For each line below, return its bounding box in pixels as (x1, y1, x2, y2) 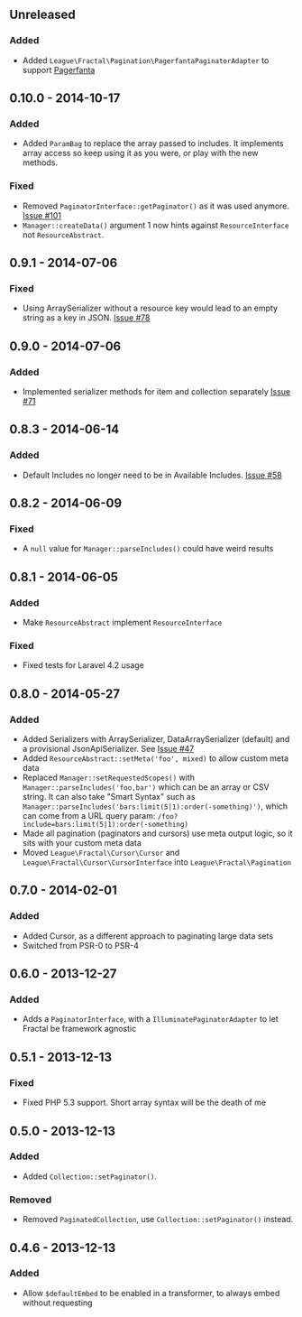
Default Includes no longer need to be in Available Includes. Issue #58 (22, 469, 282, 480)
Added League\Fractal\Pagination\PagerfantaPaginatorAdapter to (22, 54, 270, 66)
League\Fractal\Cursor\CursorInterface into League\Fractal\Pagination (22, 857, 292, 867)
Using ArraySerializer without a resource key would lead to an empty (22, 302, 278, 314)
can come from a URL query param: (22, 811, 156, 821)
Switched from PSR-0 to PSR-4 (22, 940, 140, 951)
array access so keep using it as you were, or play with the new (22, 148, 259, 159)
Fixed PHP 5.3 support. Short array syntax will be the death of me (22, 1097, 267, 1108)
